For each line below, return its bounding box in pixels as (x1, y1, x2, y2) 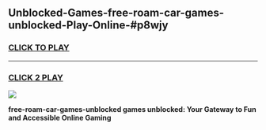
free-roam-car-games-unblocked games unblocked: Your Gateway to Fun (8, 104, 257, 113)
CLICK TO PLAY (8, 43, 70, 54)
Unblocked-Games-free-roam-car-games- (8, 6, 224, 20)
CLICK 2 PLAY (8, 72, 63, 83)
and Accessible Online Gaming (8, 113, 112, 122)
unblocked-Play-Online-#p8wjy (8, 19, 169, 32)
